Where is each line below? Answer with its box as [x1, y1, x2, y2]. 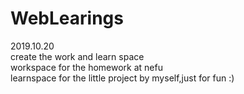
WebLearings [10, 7, 124, 30]
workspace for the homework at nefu [10, 61, 163, 73]
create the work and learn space [10, 50, 145, 62]
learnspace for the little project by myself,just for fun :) [10, 72, 235, 84]
